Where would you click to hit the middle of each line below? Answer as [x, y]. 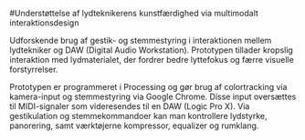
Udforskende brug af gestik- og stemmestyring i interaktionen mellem [141, 40]
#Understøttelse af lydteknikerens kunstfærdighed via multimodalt [134, 13]
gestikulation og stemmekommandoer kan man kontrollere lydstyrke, [138, 116]
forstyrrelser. [34, 69]
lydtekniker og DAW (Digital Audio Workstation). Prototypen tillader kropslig [152, 50]
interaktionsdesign [44, 23]
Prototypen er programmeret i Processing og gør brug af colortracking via [148, 87]
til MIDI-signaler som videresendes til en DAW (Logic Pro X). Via [130, 106]
